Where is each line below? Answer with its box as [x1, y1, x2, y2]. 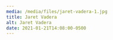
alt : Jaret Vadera [6, 19, 52, 25]
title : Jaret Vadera [6, 14, 58, 20]
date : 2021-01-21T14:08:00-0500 [6, 25, 86, 31]
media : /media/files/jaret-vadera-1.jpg [6, 8, 108, 15]
